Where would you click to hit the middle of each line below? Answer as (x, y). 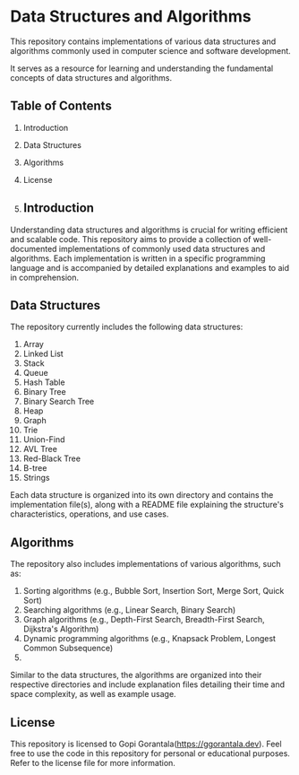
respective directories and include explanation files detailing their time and (148, 684)
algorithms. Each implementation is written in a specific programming (138, 258)
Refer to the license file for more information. (93, 763)
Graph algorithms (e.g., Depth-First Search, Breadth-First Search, (144, 620)
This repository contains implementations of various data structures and (143, 41)
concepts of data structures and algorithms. (91, 77)
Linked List (43, 354)
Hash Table (44, 382)
